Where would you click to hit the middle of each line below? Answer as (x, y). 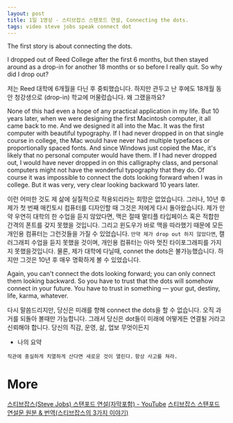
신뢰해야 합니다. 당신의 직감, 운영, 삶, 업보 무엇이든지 (78, 327)
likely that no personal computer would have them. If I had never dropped (112, 155)
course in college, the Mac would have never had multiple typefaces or (109, 141)
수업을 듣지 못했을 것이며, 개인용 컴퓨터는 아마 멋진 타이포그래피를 (120, 243)
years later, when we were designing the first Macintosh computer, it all (109, 119)
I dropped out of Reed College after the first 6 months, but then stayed (108, 60)
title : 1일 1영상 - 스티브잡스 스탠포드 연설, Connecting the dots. (98, 20)
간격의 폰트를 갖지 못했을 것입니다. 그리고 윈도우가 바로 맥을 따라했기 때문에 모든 (115, 225)
